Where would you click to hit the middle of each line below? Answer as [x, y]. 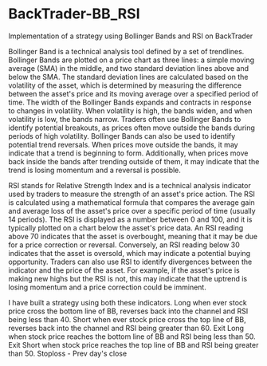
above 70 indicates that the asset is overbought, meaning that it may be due [133, 236]
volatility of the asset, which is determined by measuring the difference [125, 85]
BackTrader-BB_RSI [75, 14]
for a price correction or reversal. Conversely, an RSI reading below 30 [124, 245]
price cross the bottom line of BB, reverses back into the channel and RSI [128, 311]
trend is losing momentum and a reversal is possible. [95, 170]
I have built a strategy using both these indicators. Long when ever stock [128, 302]
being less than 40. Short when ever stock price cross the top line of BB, [128, 319]
